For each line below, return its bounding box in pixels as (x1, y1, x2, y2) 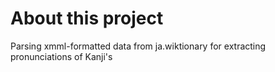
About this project (10, 7, 164, 30)
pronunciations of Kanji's (10, 50, 113, 62)
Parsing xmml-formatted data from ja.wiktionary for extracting (10, 40, 267, 52)
